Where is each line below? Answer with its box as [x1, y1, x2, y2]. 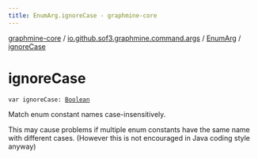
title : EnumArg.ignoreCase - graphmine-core [8, 11, 157, 20]
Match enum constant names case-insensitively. [8, 109, 166, 119]
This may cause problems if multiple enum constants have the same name [8, 124, 251, 134]
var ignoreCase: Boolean [8, 96, 90, 104]
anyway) [8, 142, 36, 151]
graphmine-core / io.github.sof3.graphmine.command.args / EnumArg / [8, 33, 241, 43]
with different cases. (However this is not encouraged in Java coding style [8, 133, 251, 142]
